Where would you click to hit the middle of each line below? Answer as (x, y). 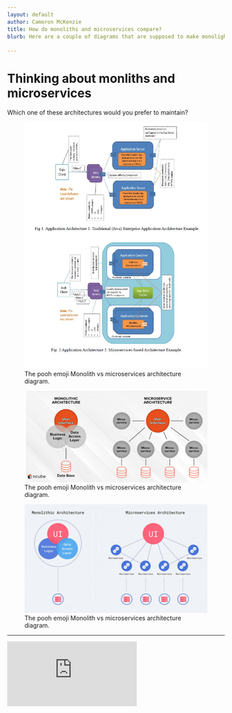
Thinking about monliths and (91, 79)
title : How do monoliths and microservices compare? (85, 29)
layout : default (30, 14)
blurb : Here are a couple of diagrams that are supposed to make (103, 37)
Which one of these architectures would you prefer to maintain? (98, 113)
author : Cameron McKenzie (44, 22)
